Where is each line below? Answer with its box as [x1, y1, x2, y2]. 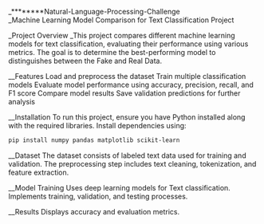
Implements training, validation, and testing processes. [8, 191, 188, 201]
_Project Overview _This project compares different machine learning [8, 31, 235, 40]
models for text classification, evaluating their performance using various [8, 39, 249, 49]
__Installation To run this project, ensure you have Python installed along [8, 112, 246, 122]
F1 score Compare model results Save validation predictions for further [8, 88, 241, 98]
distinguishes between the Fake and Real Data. [8, 56, 162, 65]
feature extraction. [8, 167, 69, 177]
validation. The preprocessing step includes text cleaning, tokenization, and [8, 159, 257, 168]
